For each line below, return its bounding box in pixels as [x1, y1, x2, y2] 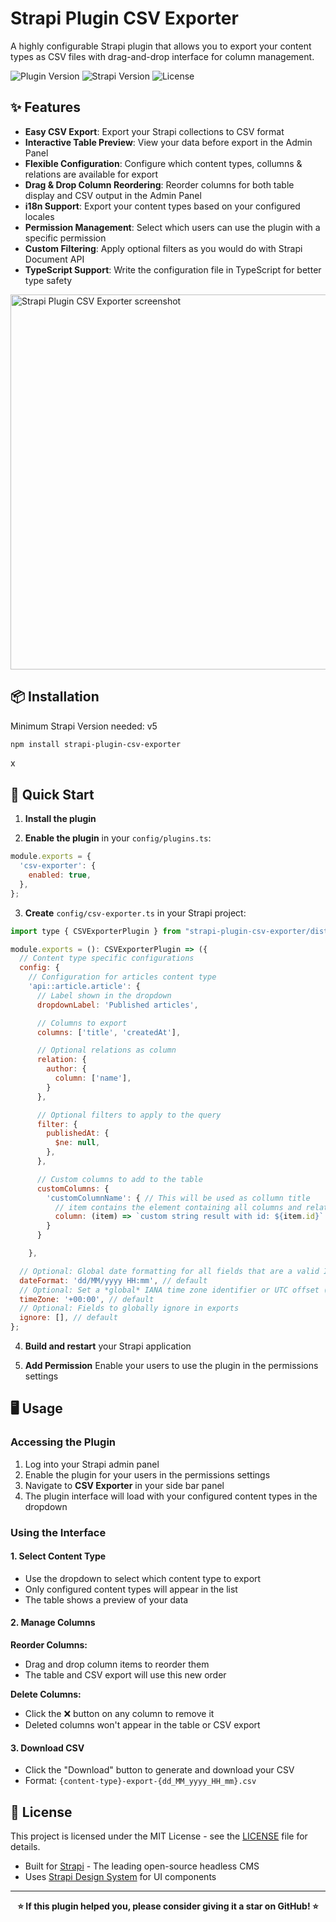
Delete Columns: [10, 1688, 82, 1701]
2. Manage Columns [10, 1617, 96, 1629]
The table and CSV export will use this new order [24, 1669, 227, 1681]
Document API [24, 253, 85, 265]
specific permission [24, 232, 107, 244]
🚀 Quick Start [10, 786, 95, 803]
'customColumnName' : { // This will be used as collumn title [46, 1193, 311, 1203]
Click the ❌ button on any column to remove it [24, 1708, 215, 1720]
